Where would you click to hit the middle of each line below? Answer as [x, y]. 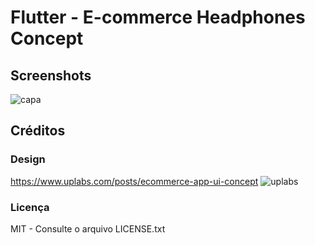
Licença [30, 207]
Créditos [38, 131]
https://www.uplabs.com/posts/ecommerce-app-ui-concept [134, 181]
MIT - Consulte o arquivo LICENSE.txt [88, 228]
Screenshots [51, 75]
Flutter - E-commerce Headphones [158, 17]
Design [28, 159]
